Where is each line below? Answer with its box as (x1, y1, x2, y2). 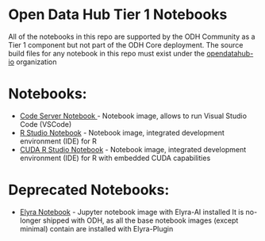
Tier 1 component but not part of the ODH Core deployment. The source (8, 40, 244, 49)
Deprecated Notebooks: (8, 181, 170, 199)
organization (15, 57, 57, 67)
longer (19, 216, 41, 225)
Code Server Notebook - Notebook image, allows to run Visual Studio (19, 111, 248, 120)
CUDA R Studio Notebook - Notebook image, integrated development (19, 144, 247, 154)
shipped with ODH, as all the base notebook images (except (42, 216, 239, 225)
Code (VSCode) (19, 119, 72, 128)
